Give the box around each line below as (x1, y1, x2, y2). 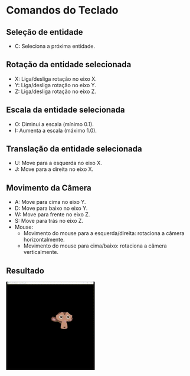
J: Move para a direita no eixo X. (14, 166, 94, 173)
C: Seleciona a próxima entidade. (14, 42, 96, 50)
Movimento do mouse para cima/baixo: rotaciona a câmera (23, 242, 167, 249)
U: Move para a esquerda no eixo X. (14, 160, 102, 167)
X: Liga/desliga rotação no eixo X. (14, 75, 97, 83)
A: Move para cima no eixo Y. (14, 199, 86, 206)
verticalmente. (23, 249, 59, 256)
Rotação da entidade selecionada (6, 60, 132, 70)
